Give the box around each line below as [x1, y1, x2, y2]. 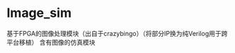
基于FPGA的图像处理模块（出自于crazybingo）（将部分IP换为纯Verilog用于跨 [6, 29, 228, 37]
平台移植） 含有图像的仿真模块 [6, 37, 96, 47]
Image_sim [6, 5, 72, 21]
